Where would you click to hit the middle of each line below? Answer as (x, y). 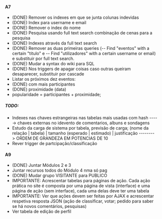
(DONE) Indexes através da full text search (54, 43)
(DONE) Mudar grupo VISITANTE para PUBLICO (59, 175)
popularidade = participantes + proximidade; (57, 95)
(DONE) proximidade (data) (39, 89)
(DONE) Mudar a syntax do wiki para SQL (53, 64)
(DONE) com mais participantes (44, 84)
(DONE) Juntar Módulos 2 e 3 (42, 165)
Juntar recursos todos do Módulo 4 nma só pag (59, 170)
